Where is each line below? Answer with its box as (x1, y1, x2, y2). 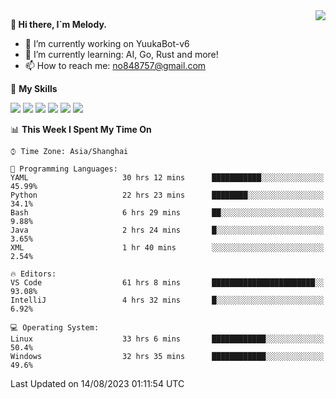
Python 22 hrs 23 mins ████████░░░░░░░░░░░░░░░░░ (10, 190, 325, 200)
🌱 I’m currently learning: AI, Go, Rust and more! (24, 49, 219, 60)
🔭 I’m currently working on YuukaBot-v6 (24, 38, 190, 49)
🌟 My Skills (10, 83, 58, 94)
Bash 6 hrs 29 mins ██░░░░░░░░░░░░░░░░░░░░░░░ (10, 208, 325, 218)
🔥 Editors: (10, 269, 57, 279)
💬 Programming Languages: (10, 164, 118, 174)
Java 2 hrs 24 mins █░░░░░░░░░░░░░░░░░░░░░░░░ (10, 225, 325, 235)
